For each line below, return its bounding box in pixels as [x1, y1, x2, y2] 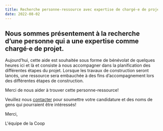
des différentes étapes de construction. [5, 78, 84, 84]
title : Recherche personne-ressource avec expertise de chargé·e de [5, 7, 147, 12]
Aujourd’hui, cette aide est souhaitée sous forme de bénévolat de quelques [5, 58, 155, 63]
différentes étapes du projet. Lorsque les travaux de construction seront [5, 68, 149, 73]
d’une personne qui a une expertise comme [5, 37, 139, 45]
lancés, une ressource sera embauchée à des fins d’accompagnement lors [5, 73, 154, 79]
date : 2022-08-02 [5, 12, 40, 16]
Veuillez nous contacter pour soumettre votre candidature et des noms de [5, 97, 153, 102]
